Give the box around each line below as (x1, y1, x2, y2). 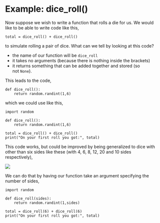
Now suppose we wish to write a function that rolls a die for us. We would (5, 20, 154, 25)
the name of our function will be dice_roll (12, 52, 98, 58)
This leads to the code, (5, 77, 52, 83)
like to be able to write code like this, (5, 25, 80, 30)
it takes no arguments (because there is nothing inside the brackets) (12, 57, 151, 63)
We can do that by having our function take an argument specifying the (5, 173, 149, 178)
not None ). (12, 68, 32, 74)
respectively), (5, 154, 33, 160)
